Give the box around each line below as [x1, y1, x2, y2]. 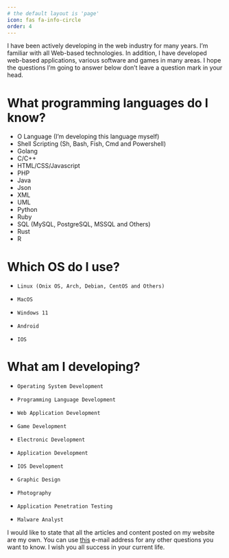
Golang [16, 147, 38, 155]
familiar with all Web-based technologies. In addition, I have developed [7, 49, 207, 57]
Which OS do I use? [7, 259, 120, 275]
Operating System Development [16, 383, 104, 390]
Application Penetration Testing [16, 503, 113, 510]
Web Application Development [16, 410, 101, 417]
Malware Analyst [16, 517, 64, 524]
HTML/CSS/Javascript [16, 162, 80, 170]
